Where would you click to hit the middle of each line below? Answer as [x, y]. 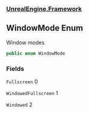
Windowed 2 [19, 104]
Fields [15, 68]
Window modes [25, 42]
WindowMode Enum [45, 28]
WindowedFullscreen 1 [32, 93]
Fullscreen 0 [22, 81]
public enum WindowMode [36, 53]
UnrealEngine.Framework [44, 9]
